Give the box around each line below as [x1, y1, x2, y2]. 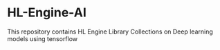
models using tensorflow [7, 34, 78, 42]
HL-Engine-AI [7, 5, 86, 21]
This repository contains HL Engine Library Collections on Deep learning [7, 27, 213, 36]
